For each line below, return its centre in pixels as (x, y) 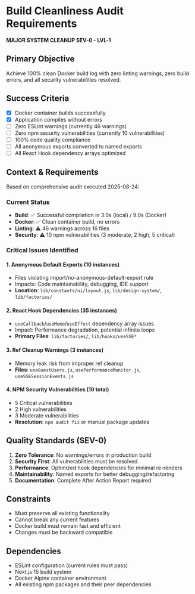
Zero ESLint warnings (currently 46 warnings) (70, 126)
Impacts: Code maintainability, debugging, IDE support (81, 284)
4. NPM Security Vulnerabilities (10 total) (58, 389)
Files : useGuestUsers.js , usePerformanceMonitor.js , (78, 369)
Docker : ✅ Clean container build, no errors (67, 222)
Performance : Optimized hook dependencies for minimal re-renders (98, 468)
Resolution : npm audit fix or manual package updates (82, 422)
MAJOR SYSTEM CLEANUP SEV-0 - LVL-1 (59, 40)
